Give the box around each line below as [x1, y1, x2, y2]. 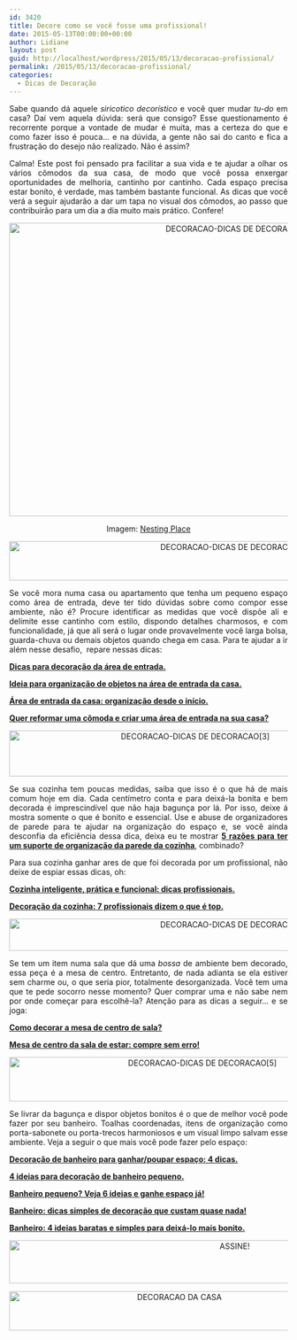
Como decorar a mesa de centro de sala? [9, 1022, 163, 1033]
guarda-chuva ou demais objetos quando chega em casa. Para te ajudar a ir [9, 634, 288, 645]
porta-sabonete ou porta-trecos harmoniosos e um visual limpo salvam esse [9, 1127, 288, 1138]
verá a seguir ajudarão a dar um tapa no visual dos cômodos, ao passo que [9, 196, 288, 206]
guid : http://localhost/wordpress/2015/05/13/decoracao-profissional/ [9, 54, 275, 63]
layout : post [9, 46, 57, 55]
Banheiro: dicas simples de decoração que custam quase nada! [9, 1205, 247, 1216]
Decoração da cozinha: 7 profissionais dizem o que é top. [9, 901, 224, 911]
